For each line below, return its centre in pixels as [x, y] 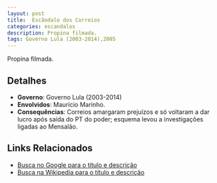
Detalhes [27, 80]
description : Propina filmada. [52, 33]
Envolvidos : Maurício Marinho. [61, 104]
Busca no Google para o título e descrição [77, 165]
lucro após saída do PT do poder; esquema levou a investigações [110, 119]
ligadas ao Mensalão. [47, 126]
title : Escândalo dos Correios [54, 20]
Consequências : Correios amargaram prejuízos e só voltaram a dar [113, 112]
